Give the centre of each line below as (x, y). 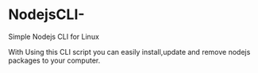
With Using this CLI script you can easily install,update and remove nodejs (129, 52)
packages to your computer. (54, 60)
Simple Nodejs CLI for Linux (54, 36)
